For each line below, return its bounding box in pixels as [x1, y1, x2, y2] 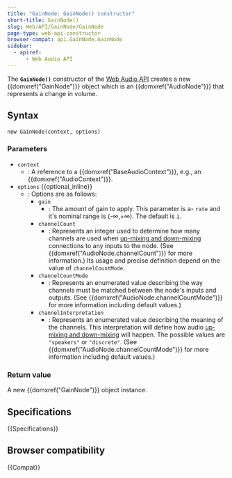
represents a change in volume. [7, 89, 98, 98]
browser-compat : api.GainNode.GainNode [7, 36, 123, 43]
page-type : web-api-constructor [7, 29, 101, 37]
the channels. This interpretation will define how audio [48, 323, 204, 331]
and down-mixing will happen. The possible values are [69, 330, 226, 339]
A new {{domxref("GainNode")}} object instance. [7, 386, 147, 394]
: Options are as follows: [27, 190, 97, 198]
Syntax [7, 109, 39, 122]
